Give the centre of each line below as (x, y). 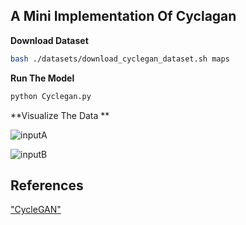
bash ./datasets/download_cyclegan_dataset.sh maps (120, 59)
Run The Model (42, 78)
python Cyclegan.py (51, 96)
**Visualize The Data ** (60, 115)
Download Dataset (49, 40)
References (47, 185)
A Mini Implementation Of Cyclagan (123, 16)
